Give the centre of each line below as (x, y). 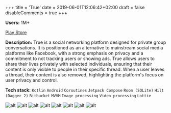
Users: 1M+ (18, 23)
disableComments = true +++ (36, 13)
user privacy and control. (32, 80)
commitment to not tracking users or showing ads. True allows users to (80, 59)
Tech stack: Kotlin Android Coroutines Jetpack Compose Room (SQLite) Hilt (85, 90)
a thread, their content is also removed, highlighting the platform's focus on (84, 75)
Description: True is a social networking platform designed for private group (86, 42)
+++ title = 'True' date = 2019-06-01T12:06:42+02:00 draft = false (75, 7)
